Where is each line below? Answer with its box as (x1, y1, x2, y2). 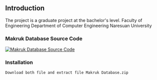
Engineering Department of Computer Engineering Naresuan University (5, 22, 152, 28)
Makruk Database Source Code (5, 35, 82, 42)
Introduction (5, 4, 45, 12)
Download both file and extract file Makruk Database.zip (5, 70, 128, 75)
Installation (5, 59, 33, 66)
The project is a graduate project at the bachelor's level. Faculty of (5, 17, 142, 23)
